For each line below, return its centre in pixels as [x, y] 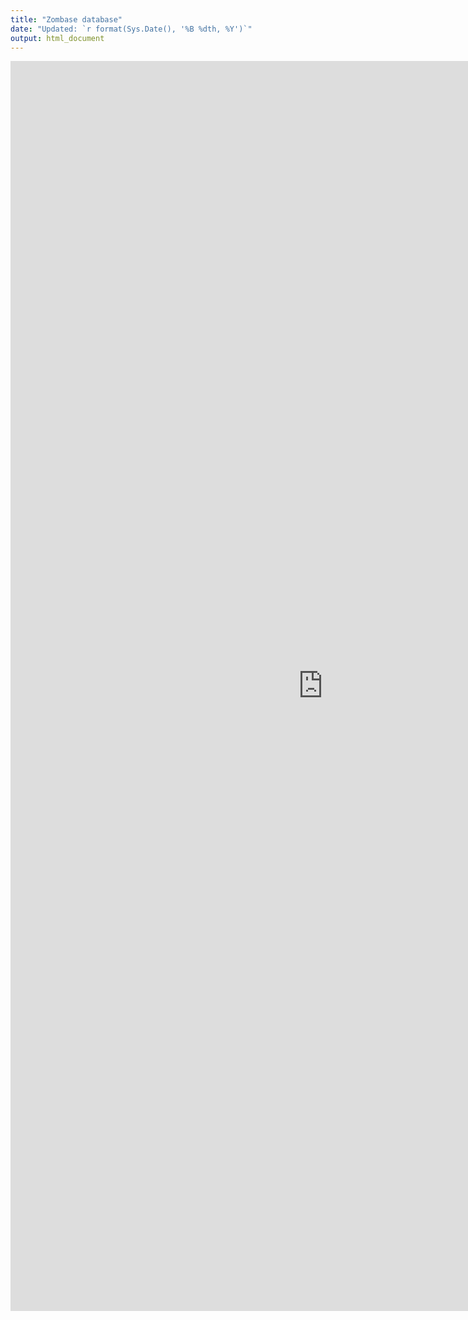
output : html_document [57, 38]
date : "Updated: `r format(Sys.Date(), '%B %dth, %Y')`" [131, 29]
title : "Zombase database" [66, 19]
